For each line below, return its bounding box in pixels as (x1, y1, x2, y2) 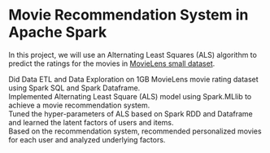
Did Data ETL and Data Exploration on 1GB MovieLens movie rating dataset (8, 74, 259, 84)
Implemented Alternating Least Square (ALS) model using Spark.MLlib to (8, 91, 252, 101)
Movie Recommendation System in (8, 6, 249, 24)
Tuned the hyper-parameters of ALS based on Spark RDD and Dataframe (8, 108, 254, 119)
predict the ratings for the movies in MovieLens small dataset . (8, 59, 216, 68)
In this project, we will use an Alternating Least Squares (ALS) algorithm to (8, 50, 258, 59)
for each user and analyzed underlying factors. (8, 134, 166, 144)
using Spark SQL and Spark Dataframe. (8, 83, 141, 93)
